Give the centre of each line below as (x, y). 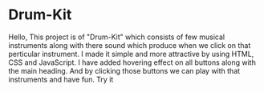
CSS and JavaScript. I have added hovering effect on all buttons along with (132, 62)
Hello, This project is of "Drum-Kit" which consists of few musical (117, 37)
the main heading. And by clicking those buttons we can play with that (124, 70)
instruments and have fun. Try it (61, 79)
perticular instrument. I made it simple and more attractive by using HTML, (131, 54)
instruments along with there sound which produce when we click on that (130, 45)
